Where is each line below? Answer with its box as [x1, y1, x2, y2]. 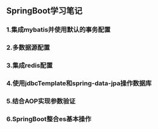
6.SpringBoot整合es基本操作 [6, 114, 92, 123]
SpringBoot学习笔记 [6, 5, 83, 16]
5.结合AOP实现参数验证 [6, 97, 76, 105]
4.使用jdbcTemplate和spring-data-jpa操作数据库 [6, 79, 152, 88]
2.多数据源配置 [6, 43, 50, 52]
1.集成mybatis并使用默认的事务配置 [6, 26, 111, 34]
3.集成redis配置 [6, 61, 53, 70]
